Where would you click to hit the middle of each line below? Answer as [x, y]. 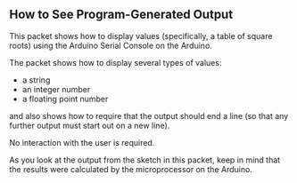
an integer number [56, 89]
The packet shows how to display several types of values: [115, 62]
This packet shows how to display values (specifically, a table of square [141, 36]
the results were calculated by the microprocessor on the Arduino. [131, 169]
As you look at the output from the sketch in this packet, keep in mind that [145, 160]
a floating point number [65, 99]
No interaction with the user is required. [82, 142]
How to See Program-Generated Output [121, 15]
